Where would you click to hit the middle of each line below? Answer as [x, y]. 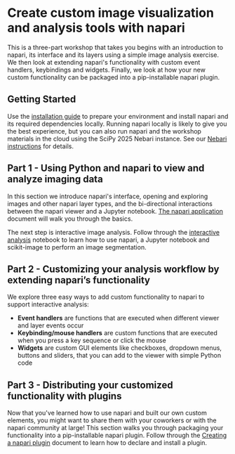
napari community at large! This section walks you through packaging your [115, 428]
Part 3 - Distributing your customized [90, 385]
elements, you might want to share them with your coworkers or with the [112, 420]
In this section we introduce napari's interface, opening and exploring [108, 196]
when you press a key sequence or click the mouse [92, 340]
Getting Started [42, 99]
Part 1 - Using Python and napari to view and [106, 168]
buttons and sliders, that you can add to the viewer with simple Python [119, 356]
